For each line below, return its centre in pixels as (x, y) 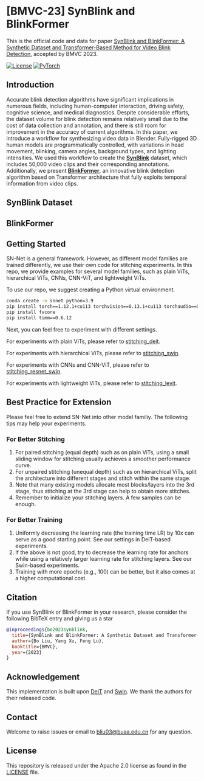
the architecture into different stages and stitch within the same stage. (103, 478)
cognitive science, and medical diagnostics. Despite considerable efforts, (98, 112)
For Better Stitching (36, 439)
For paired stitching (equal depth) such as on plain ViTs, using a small (102, 452)
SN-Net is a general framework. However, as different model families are (97, 259)
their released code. (31, 698)
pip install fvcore (31, 312)
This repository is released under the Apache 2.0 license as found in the (97, 765)
